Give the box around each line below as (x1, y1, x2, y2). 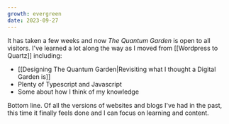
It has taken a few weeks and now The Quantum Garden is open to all (7, 36, 211, 44)
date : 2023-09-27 (7, 17, 59, 24)
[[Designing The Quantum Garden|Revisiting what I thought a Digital (17, 65, 216, 73)
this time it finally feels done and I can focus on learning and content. (7, 108, 209, 117)
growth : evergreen (7, 10, 62, 18)
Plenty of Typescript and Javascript (17, 80, 123, 88)
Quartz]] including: (7, 51, 62, 60)
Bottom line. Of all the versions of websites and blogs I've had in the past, (7, 101, 223, 109)
